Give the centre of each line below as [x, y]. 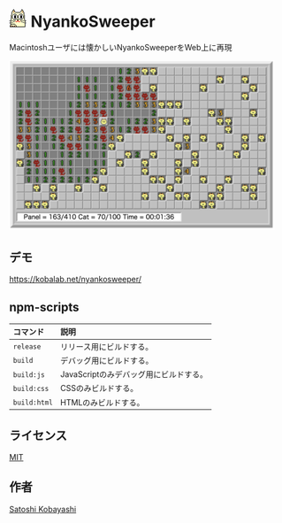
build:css [31, 388]
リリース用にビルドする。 [107, 346]
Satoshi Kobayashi [43, 509]
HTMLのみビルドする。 [103, 402]
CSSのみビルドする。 [99, 388]
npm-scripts [44, 307]
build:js [29, 375]
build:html [33, 403]
